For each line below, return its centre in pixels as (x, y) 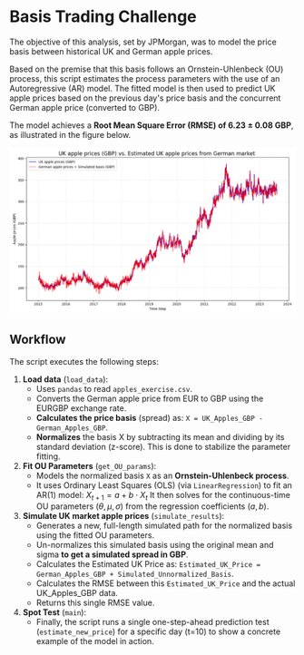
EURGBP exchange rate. (81, 408)
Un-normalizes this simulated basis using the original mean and (155, 545)
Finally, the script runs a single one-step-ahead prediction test (152, 622)
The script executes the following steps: (84, 361)
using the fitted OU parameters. (95, 535)
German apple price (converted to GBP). (85, 107)
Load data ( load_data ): (65, 379)
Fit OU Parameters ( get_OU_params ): (89, 465)
